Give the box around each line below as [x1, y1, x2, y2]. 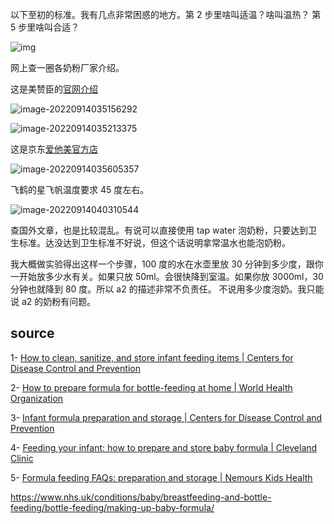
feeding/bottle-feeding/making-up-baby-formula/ [10, 501, 215, 513]
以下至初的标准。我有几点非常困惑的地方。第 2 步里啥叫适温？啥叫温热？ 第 [10, 9, 322, 20]
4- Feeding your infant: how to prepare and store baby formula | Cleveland [10, 441, 318, 453]
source [10, 325, 55, 342]
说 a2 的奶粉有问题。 [10, 296, 97, 307]
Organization [10, 392, 64, 404]
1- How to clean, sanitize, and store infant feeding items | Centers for [10, 351, 294, 363]
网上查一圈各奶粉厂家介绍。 [10, 62, 125, 73]
